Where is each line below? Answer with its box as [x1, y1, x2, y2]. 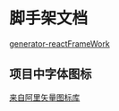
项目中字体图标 [9, 66, 92, 81]
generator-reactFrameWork [9, 38, 110, 49]
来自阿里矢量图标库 [9, 91, 81, 103]
